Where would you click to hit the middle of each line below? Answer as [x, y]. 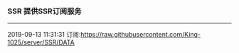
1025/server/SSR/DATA [41, 42]
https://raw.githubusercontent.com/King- [141, 35]
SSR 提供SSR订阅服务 [44, 11]
